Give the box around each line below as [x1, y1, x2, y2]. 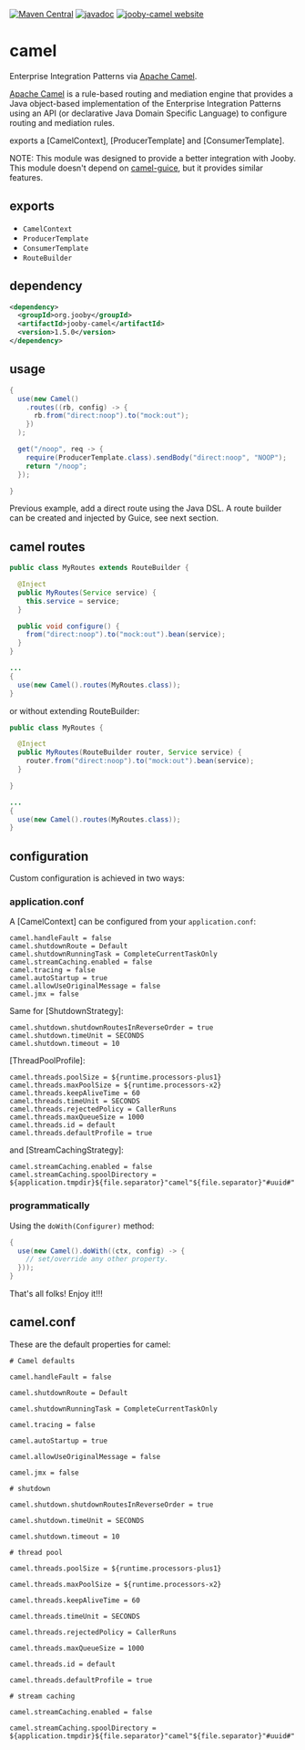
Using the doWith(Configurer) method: [9, 1220, 155, 1231]
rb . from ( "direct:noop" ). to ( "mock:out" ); [33, 411, 189, 420]
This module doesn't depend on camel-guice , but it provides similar [9, 162, 264, 173]
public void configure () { [17, 621, 120, 631]
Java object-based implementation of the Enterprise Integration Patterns [9, 98, 281, 109]
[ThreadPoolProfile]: [9, 1055, 86, 1066]
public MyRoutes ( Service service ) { [17, 588, 157, 597]
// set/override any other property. [25, 1255, 169, 1264]
